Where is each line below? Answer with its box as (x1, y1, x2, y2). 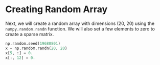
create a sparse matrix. (5, 31, 54, 37)
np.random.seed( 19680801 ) (5, 41, 60, 46)
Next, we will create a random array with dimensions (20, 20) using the (5, 20, 155, 26)
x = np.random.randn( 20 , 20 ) (5, 46, 67, 51)
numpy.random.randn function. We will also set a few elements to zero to (5, 25, 155, 31)
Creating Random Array (5, 4, 108, 15)
